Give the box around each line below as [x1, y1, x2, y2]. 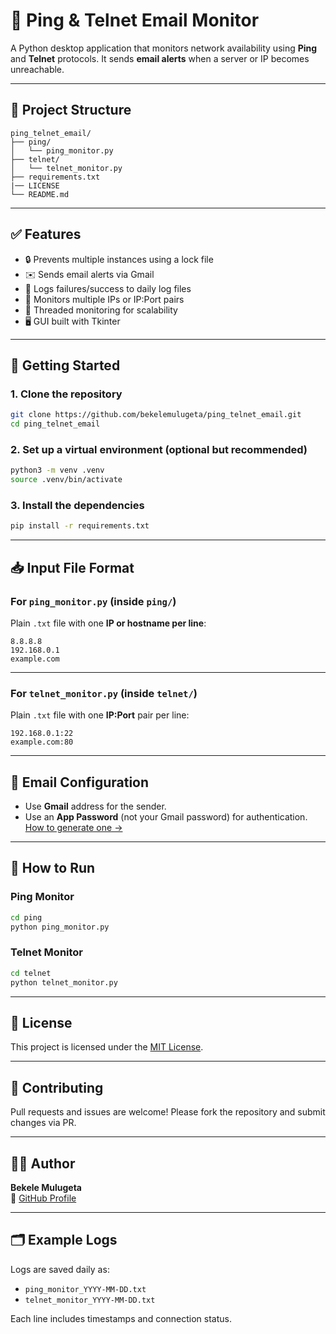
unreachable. [10, 63, 65, 75]
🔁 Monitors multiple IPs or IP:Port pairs [24, 293, 185, 305]
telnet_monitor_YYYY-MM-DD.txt [24, 1295, 156, 1305]
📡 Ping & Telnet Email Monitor [10, 9, 260, 32]
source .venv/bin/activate [10, 475, 123, 485]
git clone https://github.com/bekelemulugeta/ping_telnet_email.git [10, 410, 302, 420]
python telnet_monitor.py [10, 977, 118, 988]
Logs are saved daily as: [10, 1263, 110, 1275]
